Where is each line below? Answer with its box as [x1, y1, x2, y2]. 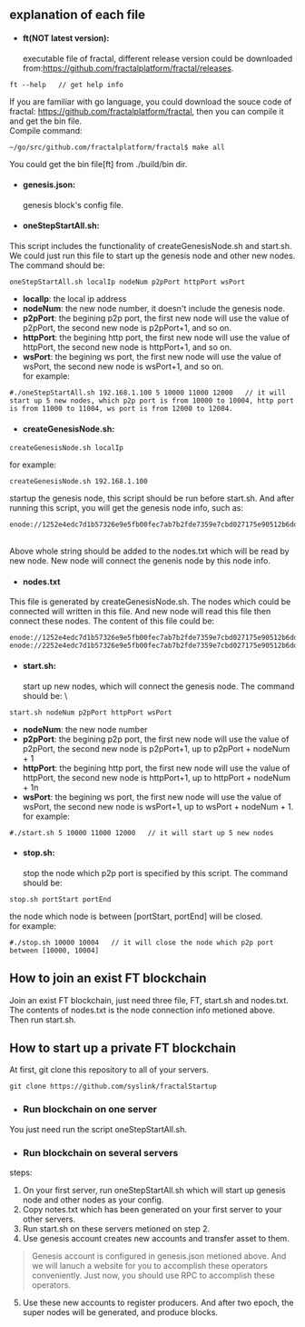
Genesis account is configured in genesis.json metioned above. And [31, 1251, 287, 1262]
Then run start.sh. [9, 1013, 77, 1025]
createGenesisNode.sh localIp [9, 444, 124, 453]
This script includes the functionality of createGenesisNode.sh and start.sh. [9, 241, 292, 251]
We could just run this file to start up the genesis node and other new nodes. [9, 250, 296, 261]
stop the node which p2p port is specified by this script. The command [22, 867, 289, 878]
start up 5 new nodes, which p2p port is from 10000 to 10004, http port [9, 396, 295, 405]
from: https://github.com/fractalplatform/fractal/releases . [22, 63, 234, 74]
